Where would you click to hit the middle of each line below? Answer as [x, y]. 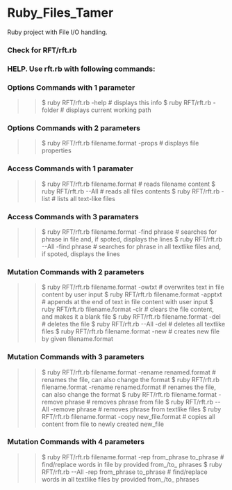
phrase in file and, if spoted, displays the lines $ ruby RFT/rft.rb [132, 239]
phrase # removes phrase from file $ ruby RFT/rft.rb [139, 402]
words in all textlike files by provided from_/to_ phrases [120, 479]
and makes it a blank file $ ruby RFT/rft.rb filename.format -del [131, 317]
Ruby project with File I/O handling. [57, 32]
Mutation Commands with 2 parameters [76, 271]
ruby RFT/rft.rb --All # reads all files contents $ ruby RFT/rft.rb [131, 191]
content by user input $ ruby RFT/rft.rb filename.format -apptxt [132, 294]
